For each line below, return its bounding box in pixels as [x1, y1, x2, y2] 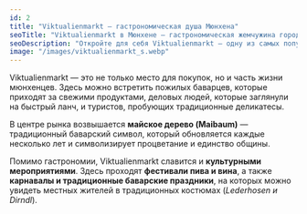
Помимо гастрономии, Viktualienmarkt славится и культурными [9, 156, 262, 167]
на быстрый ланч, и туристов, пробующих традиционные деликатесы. [9, 101, 285, 112]
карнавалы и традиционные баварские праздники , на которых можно [9, 175, 291, 187]
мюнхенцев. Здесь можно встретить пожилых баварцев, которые [9, 82, 268, 93]
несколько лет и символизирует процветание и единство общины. [9, 138, 271, 149]
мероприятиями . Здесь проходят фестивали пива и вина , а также [9, 166, 272, 177]
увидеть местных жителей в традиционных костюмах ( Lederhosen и [9, 185, 279, 196]
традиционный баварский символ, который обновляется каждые [9, 128, 265, 139]
